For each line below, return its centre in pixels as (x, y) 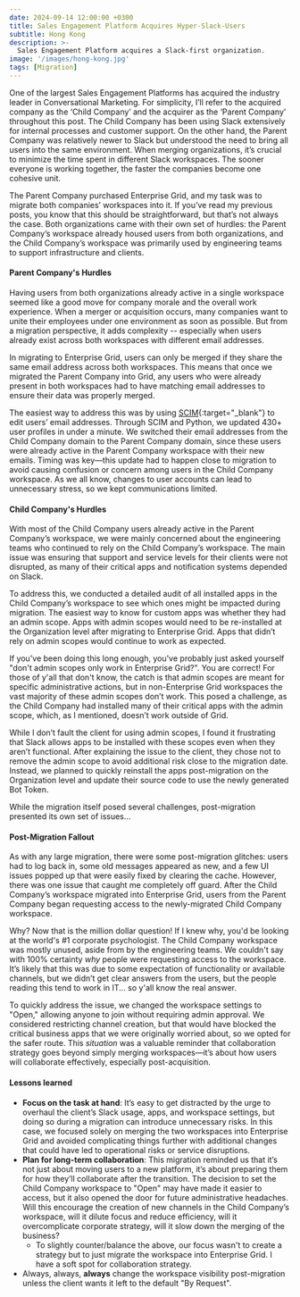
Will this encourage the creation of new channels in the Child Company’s (156, 1207)
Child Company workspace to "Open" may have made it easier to (142, 1188)
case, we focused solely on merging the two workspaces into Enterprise (155, 1131)
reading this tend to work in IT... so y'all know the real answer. (123, 988)
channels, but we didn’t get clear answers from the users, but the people (143, 978)
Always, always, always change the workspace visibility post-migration (154, 1273)
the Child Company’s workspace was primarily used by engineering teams (146, 243)
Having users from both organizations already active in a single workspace (147, 293)
